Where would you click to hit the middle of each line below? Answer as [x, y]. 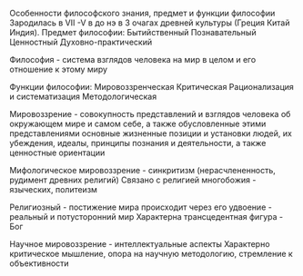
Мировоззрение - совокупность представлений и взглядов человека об [150, 114]
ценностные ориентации [57, 153]
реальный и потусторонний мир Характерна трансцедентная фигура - [146, 217]
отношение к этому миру [58, 69]
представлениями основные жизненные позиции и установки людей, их [151, 133]
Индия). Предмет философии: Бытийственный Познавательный [133, 32]
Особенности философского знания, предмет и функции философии [142, 13]
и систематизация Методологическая [83, 96]
